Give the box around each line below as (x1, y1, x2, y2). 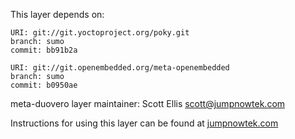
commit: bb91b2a (10, 45, 78, 55)
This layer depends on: (10, 9, 105, 20)
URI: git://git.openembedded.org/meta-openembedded (10, 63, 230, 73)
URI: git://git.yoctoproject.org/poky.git (10, 28, 190, 38)
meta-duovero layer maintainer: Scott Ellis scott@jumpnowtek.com (10, 98, 286, 109)
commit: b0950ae (10, 80, 78, 90)
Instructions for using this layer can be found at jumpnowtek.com (10, 117, 279, 129)
